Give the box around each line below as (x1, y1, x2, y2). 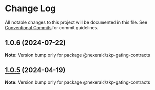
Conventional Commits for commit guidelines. (5, 24, 98, 30)
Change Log (5, 3, 56, 14)
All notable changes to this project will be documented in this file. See (5, 19, 148, 25)
